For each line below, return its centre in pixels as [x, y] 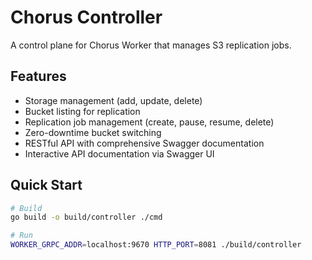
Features [38, 76]
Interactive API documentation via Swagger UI [119, 153]
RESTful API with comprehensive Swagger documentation [144, 143]
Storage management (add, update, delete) [113, 100]
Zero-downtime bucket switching [93, 132]
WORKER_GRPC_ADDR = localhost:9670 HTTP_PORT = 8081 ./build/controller [156, 245]
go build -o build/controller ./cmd [86, 217]
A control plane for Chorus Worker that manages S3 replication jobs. [151, 45]
